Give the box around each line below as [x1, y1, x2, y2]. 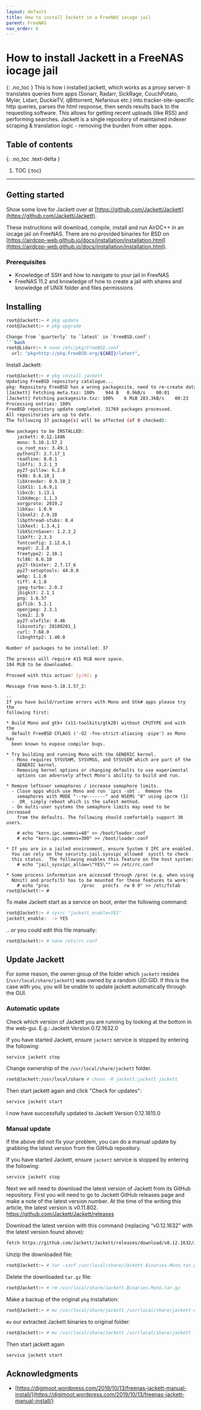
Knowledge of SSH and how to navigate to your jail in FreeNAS [14, 271, 169, 279]
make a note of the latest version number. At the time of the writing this [6, 1198, 181, 1205]
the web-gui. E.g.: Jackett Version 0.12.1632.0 [6, 1024, 118, 1031]
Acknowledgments [6, 1369, 79, 1379]
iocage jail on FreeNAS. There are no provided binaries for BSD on [6, 230, 169, 237]
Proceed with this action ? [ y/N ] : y [6, 672, 98, 678]
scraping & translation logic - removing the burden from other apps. [6, 122, 173, 129]
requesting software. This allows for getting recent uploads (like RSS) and [6, 109, 188, 117]
